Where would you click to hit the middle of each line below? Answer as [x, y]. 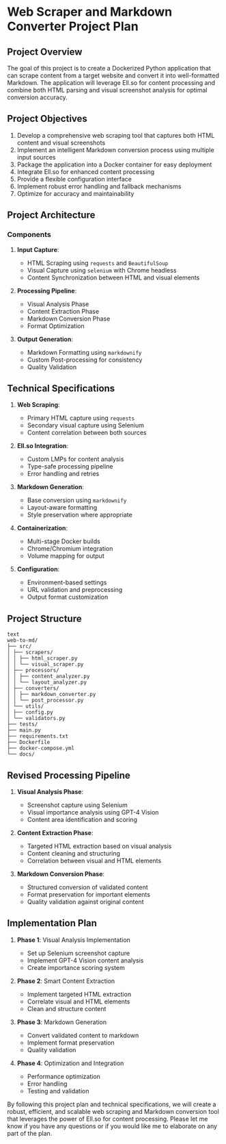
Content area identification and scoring [82, 819]
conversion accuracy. [38, 97]
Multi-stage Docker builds [63, 541]
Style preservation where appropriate [80, 515]
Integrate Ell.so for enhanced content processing [86, 171]
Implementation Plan [52, 923]
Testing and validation [58, 1091]
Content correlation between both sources [87, 433]
